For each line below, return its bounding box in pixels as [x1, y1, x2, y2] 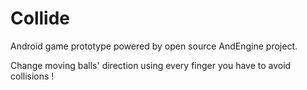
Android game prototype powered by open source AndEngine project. [10, 40, 298, 52]
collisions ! [10, 70, 55, 82]
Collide [10, 7, 70, 30]
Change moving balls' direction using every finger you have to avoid [10, 59, 292, 71]
